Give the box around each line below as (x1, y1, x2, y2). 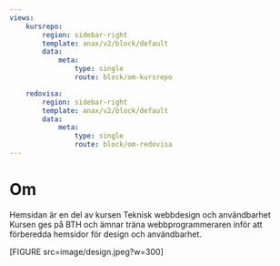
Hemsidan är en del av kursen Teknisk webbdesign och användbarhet (9, 209, 271, 220)
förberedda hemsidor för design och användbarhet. (9, 229, 203, 240)
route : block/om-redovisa (74, 140, 173, 149)
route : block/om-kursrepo (74, 73, 173, 82)
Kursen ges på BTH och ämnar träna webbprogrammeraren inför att (9, 219, 263, 230)
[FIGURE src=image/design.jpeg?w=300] (9, 246, 164, 257)
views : (9, 13, 35, 23)
